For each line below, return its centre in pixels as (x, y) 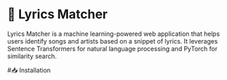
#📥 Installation (29, 70)
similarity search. (32, 56)
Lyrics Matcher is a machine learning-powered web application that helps (113, 34)
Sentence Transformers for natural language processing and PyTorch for (112, 48)
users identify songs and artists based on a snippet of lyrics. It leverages (112, 41)
